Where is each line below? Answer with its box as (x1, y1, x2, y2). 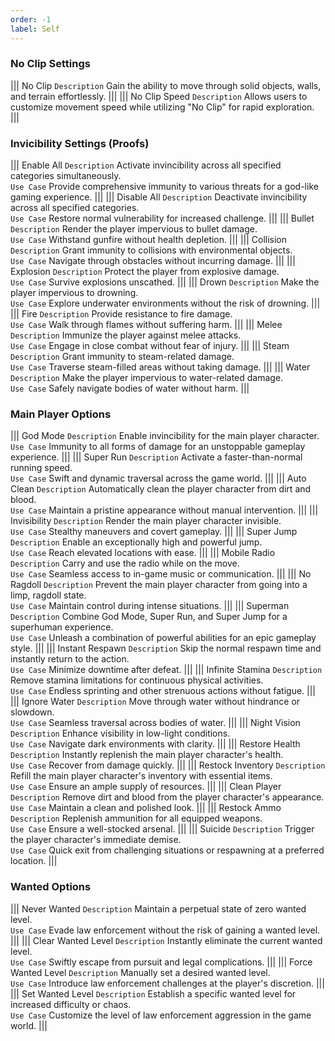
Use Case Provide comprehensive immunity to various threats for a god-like (10, 181, 319, 193)
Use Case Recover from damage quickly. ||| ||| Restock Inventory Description (10, 759, 326, 771)
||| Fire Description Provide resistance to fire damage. (10, 308, 233, 320)
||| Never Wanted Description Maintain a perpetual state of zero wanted (10, 902, 307, 915)
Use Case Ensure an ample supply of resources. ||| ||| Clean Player (10, 781, 282, 793)
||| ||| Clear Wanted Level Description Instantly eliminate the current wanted (10, 934, 323, 946)
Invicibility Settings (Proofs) (10, 136, 150, 150)
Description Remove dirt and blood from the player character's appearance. (10, 791, 325, 803)
